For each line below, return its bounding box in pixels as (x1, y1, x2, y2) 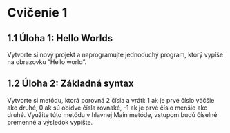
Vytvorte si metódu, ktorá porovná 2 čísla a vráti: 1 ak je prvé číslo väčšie (7, 96, 215, 104)
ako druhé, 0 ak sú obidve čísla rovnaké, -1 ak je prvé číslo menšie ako (7, 103, 208, 112)
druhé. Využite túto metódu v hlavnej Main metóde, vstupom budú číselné (7, 110, 218, 119)
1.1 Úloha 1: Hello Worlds (7, 32, 113, 44)
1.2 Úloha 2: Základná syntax (7, 78, 134, 90)
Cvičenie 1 (7, 5, 68, 21)
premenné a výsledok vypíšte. (7, 118, 93, 126)
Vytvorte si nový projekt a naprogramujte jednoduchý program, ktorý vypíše (7, 50, 223, 59)
